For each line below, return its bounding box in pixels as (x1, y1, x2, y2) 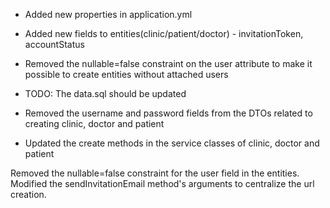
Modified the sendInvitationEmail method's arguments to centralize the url (10, 178, 315, 189)
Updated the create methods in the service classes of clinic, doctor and (24, 137, 320, 149)
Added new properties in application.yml (24, 9, 193, 20)
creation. (10, 189, 47, 200)
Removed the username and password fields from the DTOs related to (24, 107, 313, 119)
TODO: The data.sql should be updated (24, 88, 187, 99)
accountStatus (24, 39, 85, 50)
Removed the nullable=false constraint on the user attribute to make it (24, 58, 313, 69)
